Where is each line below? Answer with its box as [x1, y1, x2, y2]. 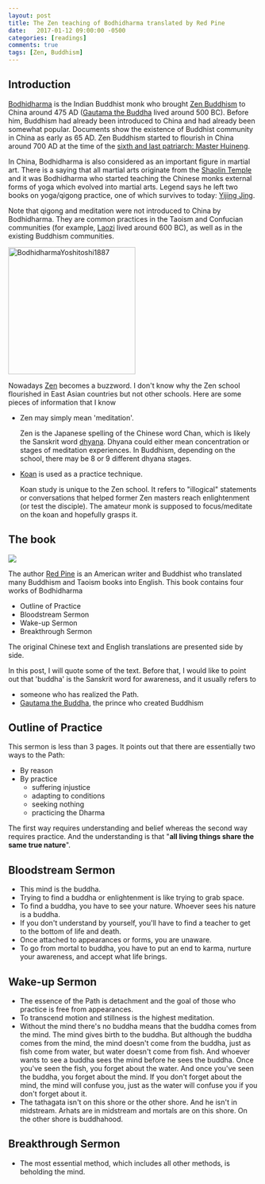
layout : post [8, 11, 52, 20]
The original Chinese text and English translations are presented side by [8, 641, 244, 652]
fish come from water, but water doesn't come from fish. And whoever [19, 1047, 251, 1057]
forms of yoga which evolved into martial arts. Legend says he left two [8, 182, 238, 192]
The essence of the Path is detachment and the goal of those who [19, 996, 236, 1006]
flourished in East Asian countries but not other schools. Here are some [8, 389, 242, 398]
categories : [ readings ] [8, 33, 87, 42]
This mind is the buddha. [19, 884, 102, 894]
